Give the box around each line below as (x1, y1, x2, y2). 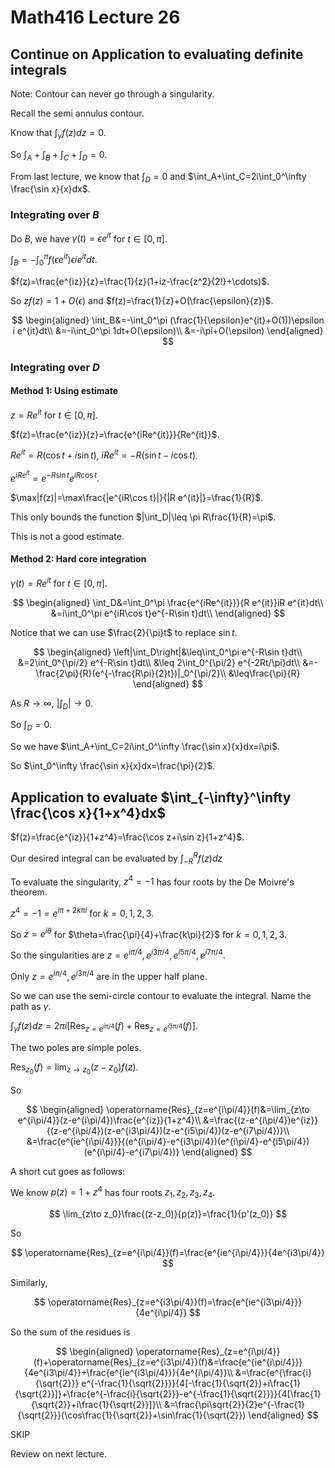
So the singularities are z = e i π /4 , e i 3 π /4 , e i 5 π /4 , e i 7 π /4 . (10, 947, 226, 961)
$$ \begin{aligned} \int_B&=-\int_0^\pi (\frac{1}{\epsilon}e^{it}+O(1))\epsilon (11, 314, 325, 326)
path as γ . (10, 1000, 52, 1012)
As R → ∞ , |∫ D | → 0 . (10, 697, 93, 711)
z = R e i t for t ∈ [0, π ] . (10, 407, 98, 421)
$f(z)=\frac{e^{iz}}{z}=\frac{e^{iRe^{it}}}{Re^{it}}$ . (10, 428, 220, 440)
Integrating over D (10, 360, 100, 374)
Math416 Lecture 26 (10, 6, 181, 29)
